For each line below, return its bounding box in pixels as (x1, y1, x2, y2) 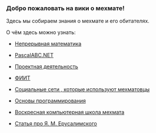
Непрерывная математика (14, 40, 82, 48)
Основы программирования (14, 97, 87, 104)
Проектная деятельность (14, 63, 78, 70)
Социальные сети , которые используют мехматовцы (14, 86, 150, 93)
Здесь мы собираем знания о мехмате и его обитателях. (6, 18, 150, 25)
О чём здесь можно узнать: (6, 29, 76, 36)
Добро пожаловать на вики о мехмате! (6, 4, 125, 12)
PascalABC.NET (14, 52, 54, 59)
